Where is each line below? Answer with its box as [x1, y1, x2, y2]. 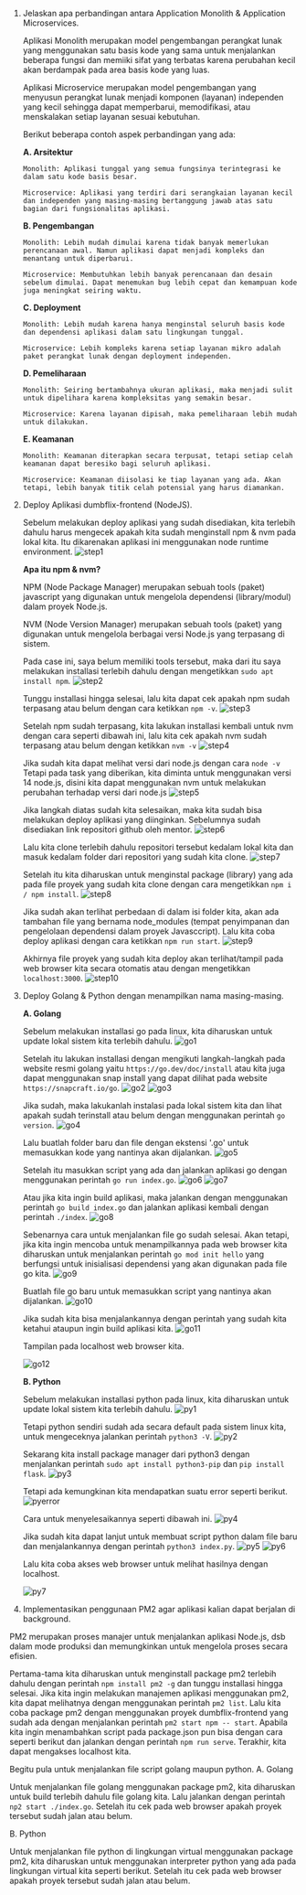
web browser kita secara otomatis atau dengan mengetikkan [22, 963, 251, 973]
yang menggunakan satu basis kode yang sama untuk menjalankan [22, 45, 276, 56]
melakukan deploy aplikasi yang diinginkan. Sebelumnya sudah [22, 814, 261, 825]
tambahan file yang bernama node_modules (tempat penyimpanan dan [22, 916, 290, 926]
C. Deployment [22, 302, 81, 313]
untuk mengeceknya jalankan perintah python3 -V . [22, 1431, 213, 1441]
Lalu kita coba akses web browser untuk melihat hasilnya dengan [22, 1558, 269, 1569]
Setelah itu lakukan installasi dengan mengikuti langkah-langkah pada [22, 1054, 286, 1064]
